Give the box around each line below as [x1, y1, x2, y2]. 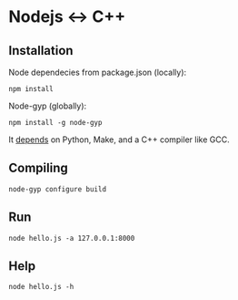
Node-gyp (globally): [8, 100, 87, 111]
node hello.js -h [8, 283, 74, 292]
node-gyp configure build [8, 184, 106, 193]
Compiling [8, 160, 69, 176]
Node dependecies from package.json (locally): [8, 67, 187, 78]
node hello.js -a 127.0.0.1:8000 [8, 233, 135, 243]
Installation [8, 43, 74, 58]
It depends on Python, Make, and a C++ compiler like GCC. [8, 134, 230, 145]
